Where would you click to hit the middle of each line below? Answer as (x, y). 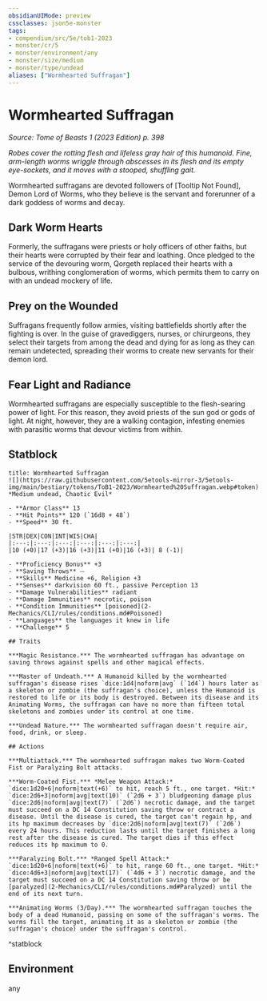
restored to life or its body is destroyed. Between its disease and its (134, 697)
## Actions (26, 746)
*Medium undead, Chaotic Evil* (60, 494)
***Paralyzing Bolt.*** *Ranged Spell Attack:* (89, 858)
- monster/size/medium (46, 61)
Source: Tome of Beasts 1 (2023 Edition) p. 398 (86, 137)
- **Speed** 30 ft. (41, 522)
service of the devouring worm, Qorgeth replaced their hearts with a (121, 264)
